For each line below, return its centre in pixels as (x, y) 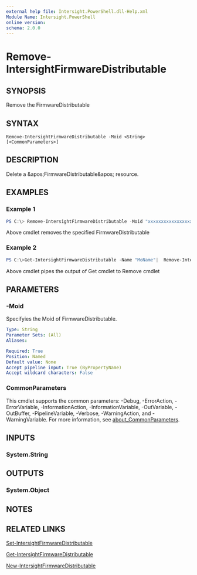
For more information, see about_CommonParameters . (114, 419)
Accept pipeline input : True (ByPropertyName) (64, 368)
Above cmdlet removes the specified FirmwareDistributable (78, 233)
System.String (27, 454)
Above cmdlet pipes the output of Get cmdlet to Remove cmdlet (83, 271)
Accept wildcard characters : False (50, 373)
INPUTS (21, 438)
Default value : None (31, 362)
